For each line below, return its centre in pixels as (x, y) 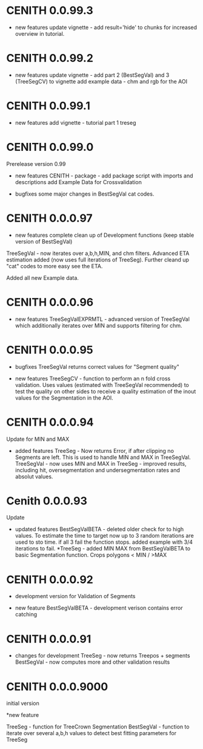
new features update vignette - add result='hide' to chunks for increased (106, 27)
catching (26, 615)
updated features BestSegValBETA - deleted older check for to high (99, 529)
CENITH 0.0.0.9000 (57, 686)
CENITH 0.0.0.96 (50, 302)
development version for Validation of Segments (75, 596)
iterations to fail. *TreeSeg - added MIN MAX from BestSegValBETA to (103, 549)
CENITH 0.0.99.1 (48, 106)
